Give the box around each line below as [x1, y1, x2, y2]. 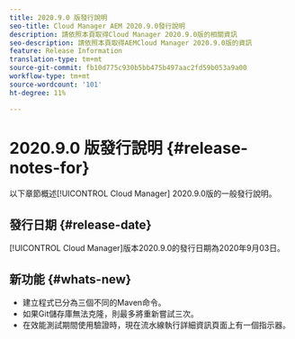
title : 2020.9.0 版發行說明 [9, 13, 108, 22]
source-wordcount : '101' [9, 80, 103, 89]
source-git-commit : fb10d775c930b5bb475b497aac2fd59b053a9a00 [9, 64, 247, 73]
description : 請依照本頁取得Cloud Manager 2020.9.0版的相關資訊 [9, 30, 238, 39]
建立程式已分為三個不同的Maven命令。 [22, 298, 166, 308]
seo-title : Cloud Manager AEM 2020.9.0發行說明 [9, 22, 186, 31]
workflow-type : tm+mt [9, 72, 91, 81]
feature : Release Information [9, 47, 123, 56]
